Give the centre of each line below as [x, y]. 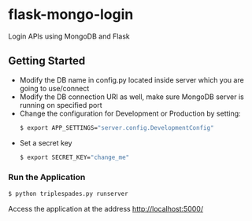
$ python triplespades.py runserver [68, 193]
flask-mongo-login [71, 15]
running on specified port [61, 105]
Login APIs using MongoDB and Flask [69, 36]
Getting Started [47, 61]
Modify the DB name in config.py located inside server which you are [132, 79]
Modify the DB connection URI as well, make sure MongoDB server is [132, 97]
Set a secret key [46, 142]
